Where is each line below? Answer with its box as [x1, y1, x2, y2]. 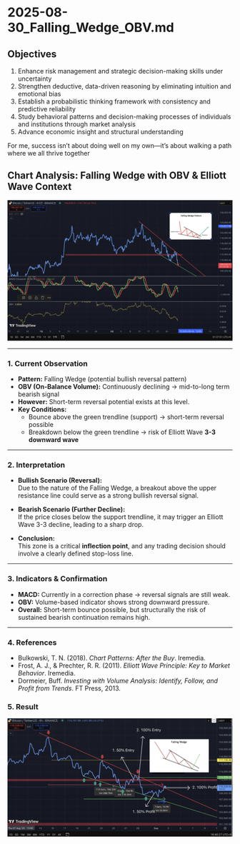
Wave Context [7, 181, 72, 193]
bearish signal [17, 390, 59, 398]
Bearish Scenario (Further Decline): [17, 505, 126, 514]
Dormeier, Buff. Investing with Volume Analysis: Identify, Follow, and [17, 676, 219, 685]
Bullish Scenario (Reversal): [17, 476, 102, 485]
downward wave [28, 436, 79, 444]
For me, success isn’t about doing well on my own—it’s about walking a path [7, 141, 232, 150]
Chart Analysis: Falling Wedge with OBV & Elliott [7, 169, 226, 182]
